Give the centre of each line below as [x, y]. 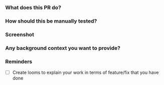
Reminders [19, 61]
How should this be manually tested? [51, 21]
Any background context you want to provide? [63, 48]
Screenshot [20, 34]
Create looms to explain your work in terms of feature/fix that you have [86, 72]
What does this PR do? [33, 8]
